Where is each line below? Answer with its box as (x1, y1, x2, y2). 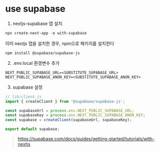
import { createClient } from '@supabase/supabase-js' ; (5, 99, 125, 104)
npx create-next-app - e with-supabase (5, 30, 87, 35)
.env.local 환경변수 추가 (12, 60, 60, 66)
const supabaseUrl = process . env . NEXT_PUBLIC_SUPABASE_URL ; (5, 108, 135, 113)
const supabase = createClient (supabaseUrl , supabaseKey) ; (5, 118, 132, 123)
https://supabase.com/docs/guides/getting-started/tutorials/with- (17, 136, 155, 142)
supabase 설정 (12, 84, 43, 90)
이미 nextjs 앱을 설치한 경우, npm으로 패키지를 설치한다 (5, 40, 115, 46)
